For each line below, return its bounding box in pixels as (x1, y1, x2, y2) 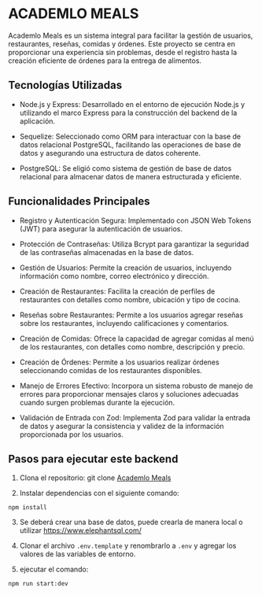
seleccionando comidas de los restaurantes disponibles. (19, 365, 202, 375)
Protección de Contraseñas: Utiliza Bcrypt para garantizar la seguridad (19, 239, 249, 249)
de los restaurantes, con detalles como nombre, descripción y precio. (19, 342, 245, 351)
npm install (8, 504, 47, 512)
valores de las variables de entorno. (19, 549, 136, 559)
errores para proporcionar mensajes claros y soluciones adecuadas (19, 389, 239, 398)
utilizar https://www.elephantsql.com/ (19, 526, 142, 535)
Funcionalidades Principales (8, 194, 150, 209)
